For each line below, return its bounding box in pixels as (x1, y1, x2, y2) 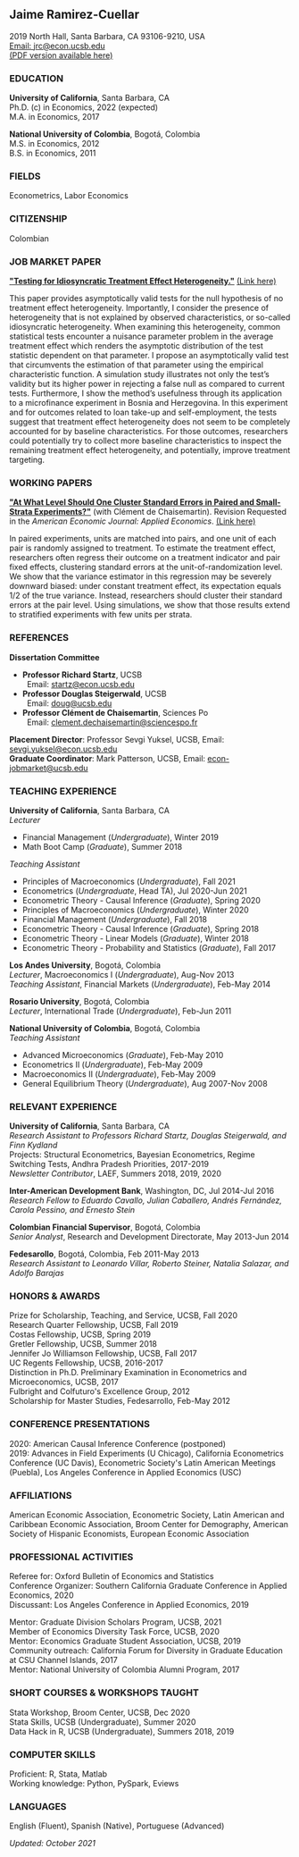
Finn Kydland (9, 1139, 58, 1151)
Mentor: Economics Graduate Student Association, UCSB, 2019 (9, 1635, 242, 1647)
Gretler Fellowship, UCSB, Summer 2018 (9, 1339, 158, 1349)
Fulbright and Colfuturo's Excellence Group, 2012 (9, 1386, 190, 1397)
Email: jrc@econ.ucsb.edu (9, 40, 105, 51)
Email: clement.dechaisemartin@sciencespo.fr (26, 717, 198, 727)
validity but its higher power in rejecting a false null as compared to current (9, 379, 286, 389)
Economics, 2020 (9, 1590, 74, 1601)
